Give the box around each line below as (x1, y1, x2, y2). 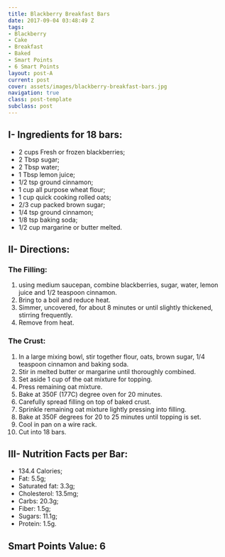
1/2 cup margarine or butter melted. (18, 223, 123, 231)
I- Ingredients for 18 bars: (8, 129, 123, 141)
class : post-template (8, 96, 72, 103)
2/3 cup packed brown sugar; (18, 200, 106, 209)
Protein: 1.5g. (18, 519, 57, 528)
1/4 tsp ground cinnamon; (18, 208, 94, 216)
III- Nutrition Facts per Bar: (8, 448, 128, 461)
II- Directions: (8, 244, 70, 256)
